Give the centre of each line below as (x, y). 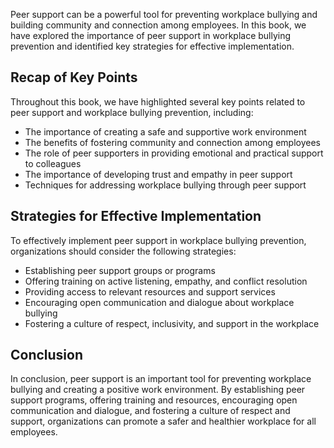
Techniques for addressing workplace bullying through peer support (165, 185)
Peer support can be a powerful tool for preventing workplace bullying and (164, 14)
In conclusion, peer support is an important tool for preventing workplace (161, 379)
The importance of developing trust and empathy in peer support (158, 174)
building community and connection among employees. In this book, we (158, 25)
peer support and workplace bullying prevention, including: (132, 112)
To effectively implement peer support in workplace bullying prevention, (158, 240)
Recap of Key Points (74, 77)
